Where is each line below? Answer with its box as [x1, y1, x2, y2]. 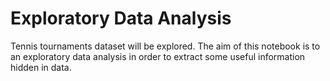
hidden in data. [10, 61, 72, 73]
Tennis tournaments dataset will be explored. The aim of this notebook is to [10, 40, 321, 52]
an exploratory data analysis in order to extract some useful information [10, 50, 306, 62]
